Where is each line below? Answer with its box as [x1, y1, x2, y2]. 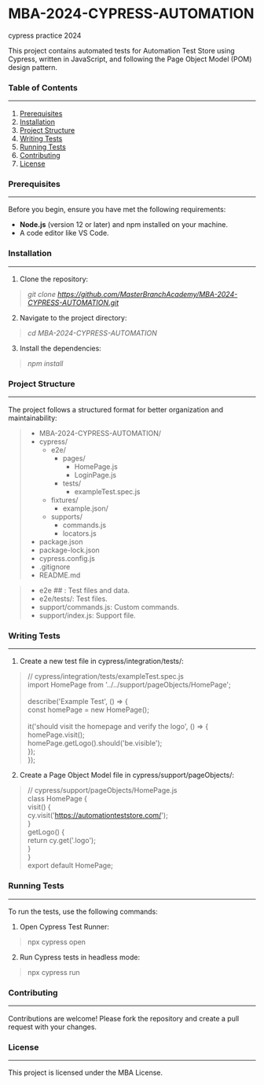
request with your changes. [8, 1022, 97, 1032]
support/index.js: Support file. [38, 610, 136, 620]
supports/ [50, 511, 82, 521]
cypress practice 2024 [8, 31, 82, 40]
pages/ [62, 453, 86, 463]
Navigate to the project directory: [19, 313, 127, 322]
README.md [38, 570, 81, 580]
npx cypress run [27, 967, 80, 977]
